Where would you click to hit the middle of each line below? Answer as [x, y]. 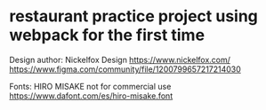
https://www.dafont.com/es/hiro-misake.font [91, 96]
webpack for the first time [107, 35]
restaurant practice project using [133, 16]
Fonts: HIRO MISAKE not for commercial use [90, 86]
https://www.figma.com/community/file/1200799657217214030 [125, 69]
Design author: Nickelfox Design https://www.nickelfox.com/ [120, 59]
